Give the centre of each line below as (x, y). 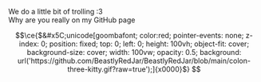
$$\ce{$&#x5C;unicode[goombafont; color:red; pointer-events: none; (130, 35)
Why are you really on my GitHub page (72, 20)
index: (29, 44)
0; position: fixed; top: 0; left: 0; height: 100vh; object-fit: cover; (145, 44)
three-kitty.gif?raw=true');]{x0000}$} (129, 69)
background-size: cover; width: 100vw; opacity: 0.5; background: (134, 52)
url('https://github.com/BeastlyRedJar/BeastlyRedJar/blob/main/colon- (134, 61)
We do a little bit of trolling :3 (55, 12)
